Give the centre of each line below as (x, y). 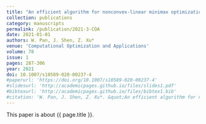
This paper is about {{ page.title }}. (50, 114)
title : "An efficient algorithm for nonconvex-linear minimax (87, 12)
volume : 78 (20, 52)
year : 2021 (20, 69)
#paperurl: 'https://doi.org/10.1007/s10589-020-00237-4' (82, 80)
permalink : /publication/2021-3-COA (53, 29)
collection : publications (39, 18)
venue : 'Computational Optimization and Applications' (78, 46)
